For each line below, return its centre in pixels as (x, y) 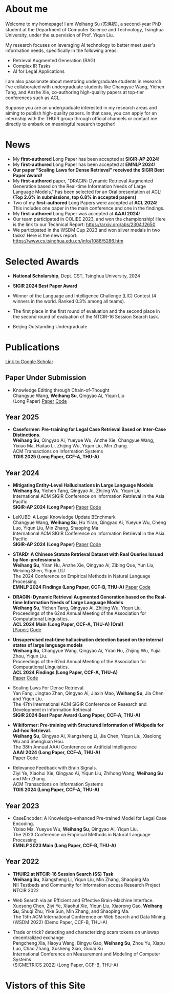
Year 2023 (22, 806)
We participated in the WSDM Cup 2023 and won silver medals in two (86, 230)
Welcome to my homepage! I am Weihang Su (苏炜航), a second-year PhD (83, 24)
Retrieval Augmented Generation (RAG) (54, 60)
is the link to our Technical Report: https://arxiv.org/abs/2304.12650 (84, 224)
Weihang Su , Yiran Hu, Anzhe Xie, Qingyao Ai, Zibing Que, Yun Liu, (84, 565)
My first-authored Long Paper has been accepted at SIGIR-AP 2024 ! (86, 159)
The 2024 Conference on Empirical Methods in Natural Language (82, 576)
